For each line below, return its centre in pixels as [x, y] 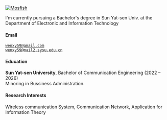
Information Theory [26, 112]
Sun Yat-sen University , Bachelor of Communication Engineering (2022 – [83, 73]
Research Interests [26, 95]
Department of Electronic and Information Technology [62, 23]
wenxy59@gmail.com [25, 46]
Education [16, 61]
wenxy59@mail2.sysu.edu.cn [34, 50]
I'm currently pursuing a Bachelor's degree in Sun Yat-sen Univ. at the [79, 18]
